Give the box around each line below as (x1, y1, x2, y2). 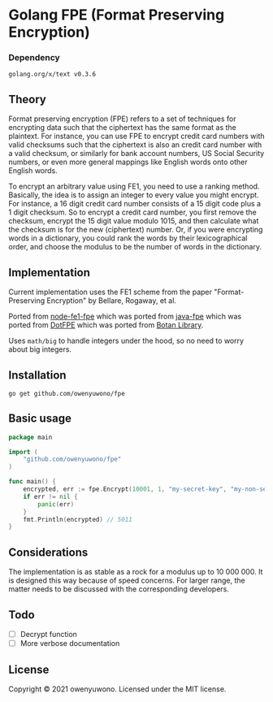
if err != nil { (23, 492, 79, 500)
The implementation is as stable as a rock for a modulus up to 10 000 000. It (8, 567, 263, 577)
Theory (8, 92, 47, 106)
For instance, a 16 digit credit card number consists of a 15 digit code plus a (8, 199, 262, 209)
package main (8, 433, 53, 441)
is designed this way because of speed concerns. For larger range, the (8, 575, 245, 586)
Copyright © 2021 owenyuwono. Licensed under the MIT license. (8, 684, 227, 694)
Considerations (8, 545, 89, 559)
